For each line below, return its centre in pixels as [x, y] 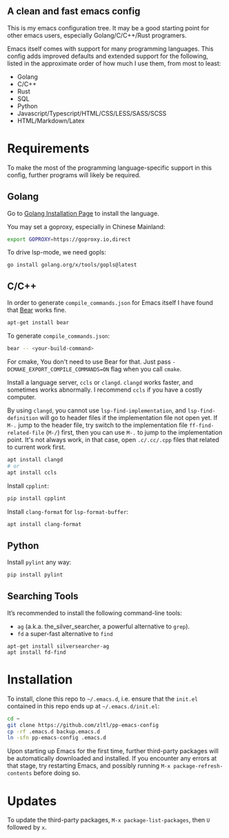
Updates [32, 801]
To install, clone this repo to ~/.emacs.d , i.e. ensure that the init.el [102, 699]
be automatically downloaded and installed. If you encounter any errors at [112, 759]
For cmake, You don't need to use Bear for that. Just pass [89, 362]
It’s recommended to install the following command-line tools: [95, 612]
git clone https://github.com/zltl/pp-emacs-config [83, 725]
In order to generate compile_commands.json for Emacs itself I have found [110, 303]
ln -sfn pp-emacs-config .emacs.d [57, 738]
